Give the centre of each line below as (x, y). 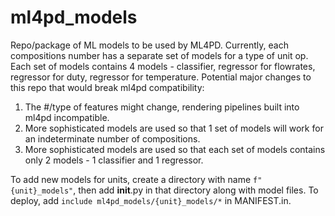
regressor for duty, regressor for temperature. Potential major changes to (161, 77)
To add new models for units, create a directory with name (131, 179)
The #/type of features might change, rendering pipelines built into (162, 107)
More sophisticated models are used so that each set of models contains (175, 149)
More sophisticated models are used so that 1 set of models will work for (174, 128)
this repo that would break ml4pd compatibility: (107, 87)
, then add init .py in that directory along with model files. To (196, 190)
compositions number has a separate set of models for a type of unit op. (159, 55)
